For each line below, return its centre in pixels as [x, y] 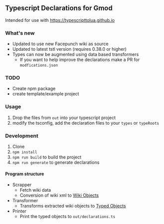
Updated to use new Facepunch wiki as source [60, 44]
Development [22, 136]
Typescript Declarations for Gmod [59, 8]
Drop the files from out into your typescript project [64, 117]
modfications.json [39, 66]
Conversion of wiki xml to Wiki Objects [59, 195]
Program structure [25, 174]
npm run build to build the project [47, 157]
